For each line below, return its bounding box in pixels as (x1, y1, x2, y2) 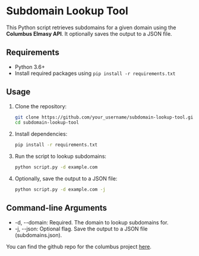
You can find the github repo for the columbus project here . (6, 243, 151, 250)
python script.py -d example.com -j (14, 186, 106, 193)
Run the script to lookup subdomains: (14, 153, 107, 160)
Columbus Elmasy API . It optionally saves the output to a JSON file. (6, 30, 172, 37)
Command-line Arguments (6, 203, 108, 213)
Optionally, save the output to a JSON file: (14, 175, 118, 182)
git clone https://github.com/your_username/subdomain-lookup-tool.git (14, 114, 196, 120)
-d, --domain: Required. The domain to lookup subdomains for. (14, 218, 169, 226)
